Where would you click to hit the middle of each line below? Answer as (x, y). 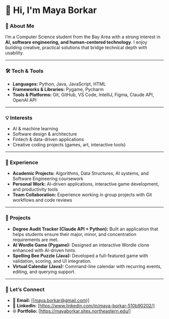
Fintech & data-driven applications (48, 139)
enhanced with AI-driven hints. (44, 250)
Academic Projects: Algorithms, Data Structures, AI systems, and (80, 174)
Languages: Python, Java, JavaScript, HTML (59, 84)
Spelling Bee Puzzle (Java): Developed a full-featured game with (80, 256)
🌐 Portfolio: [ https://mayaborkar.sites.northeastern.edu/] (71, 311)
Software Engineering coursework (48, 179)
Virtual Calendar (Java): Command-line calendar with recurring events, (87, 266)
